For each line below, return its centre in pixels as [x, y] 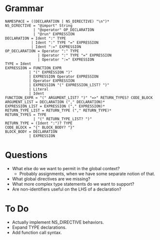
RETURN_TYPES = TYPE [26, 114]
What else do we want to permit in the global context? [66, 168]
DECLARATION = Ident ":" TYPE [36, 38]
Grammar [24, 8]
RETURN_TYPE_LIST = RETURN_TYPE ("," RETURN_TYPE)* [58, 110]
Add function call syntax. [37, 232]
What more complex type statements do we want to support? [73, 184]
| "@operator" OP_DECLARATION [64, 30]
